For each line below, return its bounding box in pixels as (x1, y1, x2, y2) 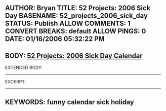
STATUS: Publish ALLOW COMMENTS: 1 (5, 19, 131, 28)
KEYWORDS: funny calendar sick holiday (5, 98, 134, 106)
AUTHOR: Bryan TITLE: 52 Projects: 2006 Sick (5, 4, 151, 12)
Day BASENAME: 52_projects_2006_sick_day (5, 12, 148, 20)
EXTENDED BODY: (5, 65, 43, 71)
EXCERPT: (5, 79, 26, 85)
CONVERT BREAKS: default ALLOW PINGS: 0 (5, 27, 146, 36)
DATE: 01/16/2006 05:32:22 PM (5, 35, 105, 43)
